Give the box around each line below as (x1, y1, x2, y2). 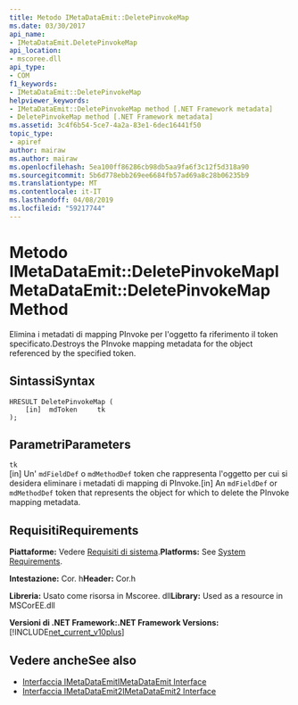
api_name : (9, 29, 46, 38)
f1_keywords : (9, 79, 58, 88)
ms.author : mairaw (9, 153, 78, 163)
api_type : (9, 63, 46, 72)
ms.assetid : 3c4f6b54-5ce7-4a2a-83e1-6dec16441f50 (9, 121, 202, 130)
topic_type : (9, 129, 54, 138)
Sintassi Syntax (9, 374, 95, 389)
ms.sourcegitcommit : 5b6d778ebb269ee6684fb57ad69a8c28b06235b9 (9, 170, 250, 179)
